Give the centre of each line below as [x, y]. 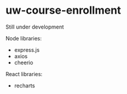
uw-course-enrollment [63, 10]
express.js [27, 50]
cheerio [24, 62]
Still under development [35, 27]
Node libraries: [24, 38]
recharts [24, 85]
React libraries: [24, 74]
